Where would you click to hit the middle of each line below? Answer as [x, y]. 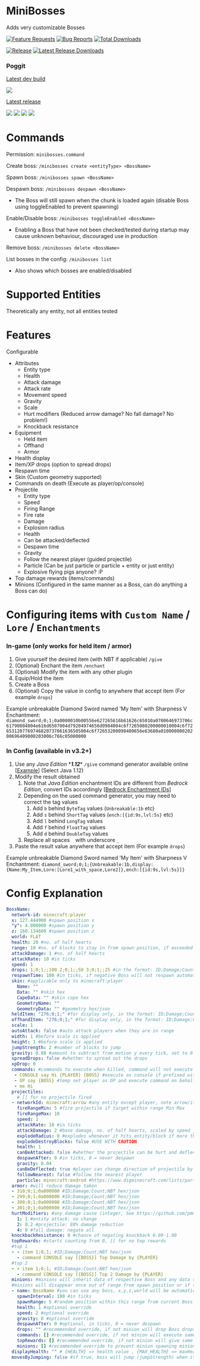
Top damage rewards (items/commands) [65, 578]
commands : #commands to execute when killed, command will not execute [102, 1070]
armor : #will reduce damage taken [54, 1186]
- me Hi [24, 1086]
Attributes [27, 364]
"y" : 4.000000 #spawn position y [53, 926]
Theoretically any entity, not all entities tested [62, 311]
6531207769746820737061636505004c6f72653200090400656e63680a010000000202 [100, 731]
